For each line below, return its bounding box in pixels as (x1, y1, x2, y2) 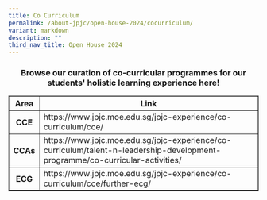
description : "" (8, 33, 62, 42)
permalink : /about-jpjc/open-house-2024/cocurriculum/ (8, 19, 194, 27)
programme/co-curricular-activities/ (43, 155, 182, 166)
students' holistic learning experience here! (47, 77, 220, 88)
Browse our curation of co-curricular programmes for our (21, 67, 246, 79)
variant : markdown (8, 26, 69, 34)
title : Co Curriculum (8, 11, 80, 20)
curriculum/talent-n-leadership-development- (43, 144, 221, 156)
